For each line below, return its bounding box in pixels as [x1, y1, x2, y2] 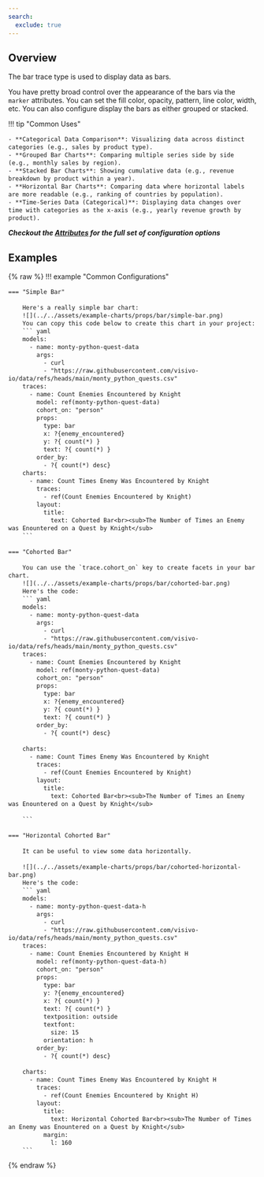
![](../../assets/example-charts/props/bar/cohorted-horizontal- [22, 863, 242, 871]
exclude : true [15, 20, 61, 29]
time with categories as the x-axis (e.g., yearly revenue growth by [8, 206, 242, 214]
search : [8, 13, 34, 20]
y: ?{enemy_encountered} [43, 989, 125, 997]
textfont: [43, 1021, 76, 1029]
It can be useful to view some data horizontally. [22, 848, 192, 856]
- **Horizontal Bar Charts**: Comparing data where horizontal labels [8, 183, 245, 191]
